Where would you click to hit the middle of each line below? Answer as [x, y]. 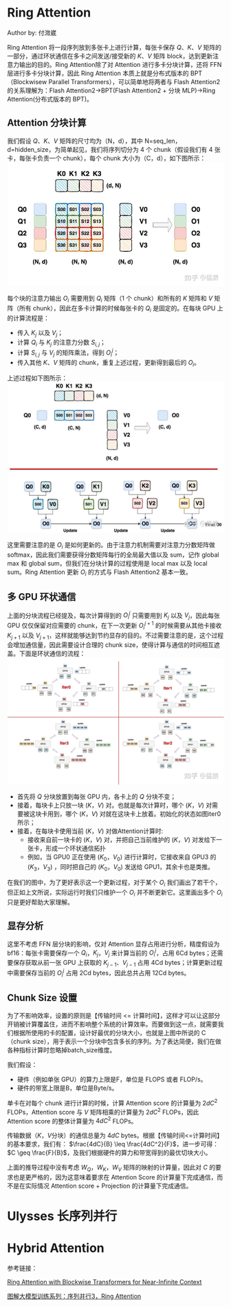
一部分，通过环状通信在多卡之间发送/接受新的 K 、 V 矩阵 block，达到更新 [110, 56]
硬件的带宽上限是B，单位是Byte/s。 [67, 1088]
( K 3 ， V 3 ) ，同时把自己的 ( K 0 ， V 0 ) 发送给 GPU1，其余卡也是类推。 [121, 867]
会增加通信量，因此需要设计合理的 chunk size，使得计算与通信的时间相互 [111, 645]
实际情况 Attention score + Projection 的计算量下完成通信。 [109, 1186]
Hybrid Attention [56, 1248]
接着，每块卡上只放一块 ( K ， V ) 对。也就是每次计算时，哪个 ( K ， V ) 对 [114, 805]
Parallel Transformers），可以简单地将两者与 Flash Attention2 [134, 81]
